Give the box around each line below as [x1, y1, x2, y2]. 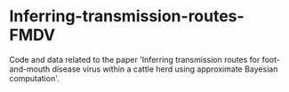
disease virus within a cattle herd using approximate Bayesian [52, 64, 278, 74]
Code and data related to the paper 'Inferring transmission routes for [9, 54, 261, 65]
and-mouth [9, 64, 51, 74]
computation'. [9, 73, 60, 83]
